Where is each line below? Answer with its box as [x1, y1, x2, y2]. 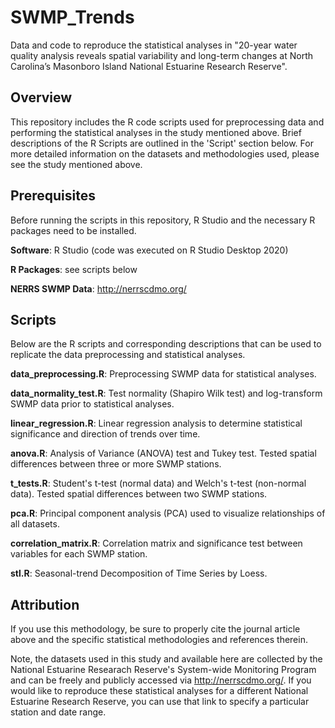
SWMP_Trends [10, 6, 135, 29]
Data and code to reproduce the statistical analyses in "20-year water [10, 39, 298, 51]
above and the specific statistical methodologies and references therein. [10, 634, 308, 646]
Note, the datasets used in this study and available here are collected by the [10, 653, 323, 665]
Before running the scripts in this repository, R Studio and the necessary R [10, 214, 316, 226]
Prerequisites [10, 187, 96, 205]
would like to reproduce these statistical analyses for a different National [10, 685, 309, 697]
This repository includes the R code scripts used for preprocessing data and [10, 116, 325, 128]
